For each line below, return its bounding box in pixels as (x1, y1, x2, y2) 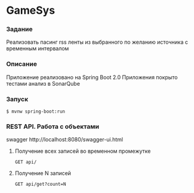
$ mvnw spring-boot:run (6, 108, 66, 114)
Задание (6, 25, 33, 34)
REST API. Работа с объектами (6, 122, 100, 131)
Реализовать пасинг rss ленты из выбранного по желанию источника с (6, 38, 188, 46)
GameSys (6, 4, 56, 17)
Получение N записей (14, 170, 72, 177)
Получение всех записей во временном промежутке (14, 147, 151, 155)
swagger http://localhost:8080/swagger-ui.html (6, 136, 124, 143)
